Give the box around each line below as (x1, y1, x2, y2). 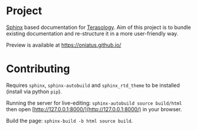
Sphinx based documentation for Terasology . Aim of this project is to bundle (6, 24, 191, 31)
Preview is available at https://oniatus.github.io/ (6, 41, 122, 48)
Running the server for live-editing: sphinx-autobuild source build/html (6, 99, 182, 106)
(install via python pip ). (6, 87, 62, 95)
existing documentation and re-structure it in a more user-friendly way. (6, 30, 179, 37)
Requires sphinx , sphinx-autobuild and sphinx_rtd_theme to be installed (6, 82, 180, 89)
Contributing (6, 62, 70, 76)
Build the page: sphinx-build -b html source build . (6, 117, 133, 124)
